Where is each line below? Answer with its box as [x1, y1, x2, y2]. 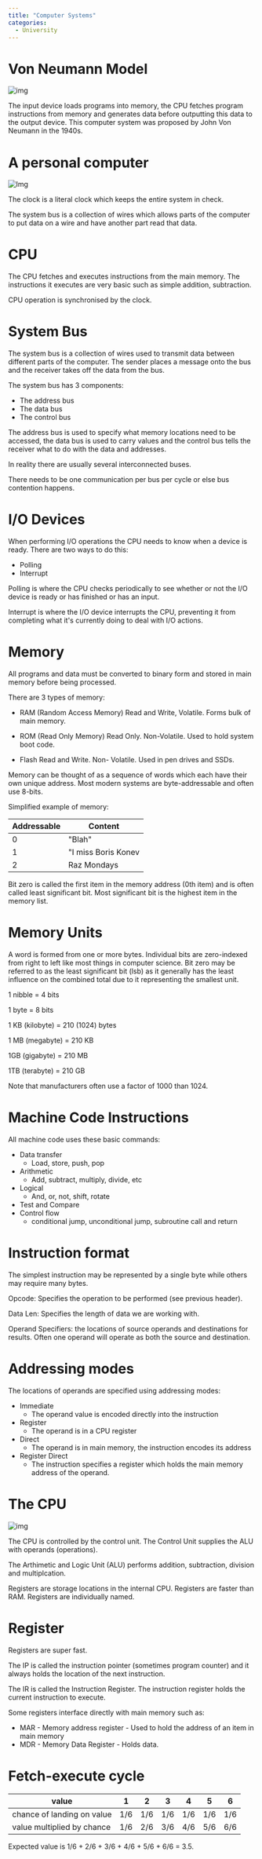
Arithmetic [19, 1167, 53, 1176]
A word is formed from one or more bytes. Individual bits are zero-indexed [8, 949, 249, 959]
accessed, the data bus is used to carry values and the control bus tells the [8, 436, 251, 446]
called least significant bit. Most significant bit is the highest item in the [8, 888, 238, 897]
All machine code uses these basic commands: [8, 1134, 161, 1144]
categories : [8, 19, 47, 27]
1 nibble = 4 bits [8, 990, 60, 999]
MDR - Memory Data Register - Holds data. [19, 1740, 159, 1749]
